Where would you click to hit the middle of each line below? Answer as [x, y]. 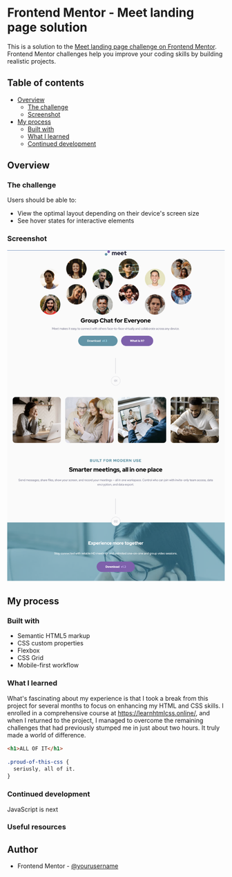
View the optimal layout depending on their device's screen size [108, 214]
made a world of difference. [47, 735]
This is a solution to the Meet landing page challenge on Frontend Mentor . [112, 46]
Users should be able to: [42, 200]
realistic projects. [32, 61]
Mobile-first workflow [48, 666]
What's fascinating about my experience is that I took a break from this [108, 698]
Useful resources [37, 827]
